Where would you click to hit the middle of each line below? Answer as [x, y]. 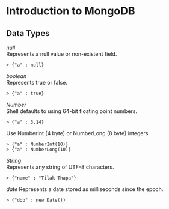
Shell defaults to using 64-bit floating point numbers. [72, 111]
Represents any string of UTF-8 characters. [60, 167]
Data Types [28, 33]
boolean [17, 76]
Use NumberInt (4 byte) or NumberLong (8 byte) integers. [78, 133]
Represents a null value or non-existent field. [62, 54]
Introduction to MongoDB [71, 11]
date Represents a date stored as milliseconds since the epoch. [85, 189]
